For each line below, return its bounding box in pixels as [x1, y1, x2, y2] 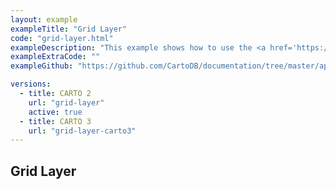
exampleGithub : [10, 61, 74, 71]
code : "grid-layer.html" [10, 33, 114, 43]
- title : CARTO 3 [19, 116, 92, 126]
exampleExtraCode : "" [10, 52, 101, 62]
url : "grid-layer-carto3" [28, 126, 137, 136]
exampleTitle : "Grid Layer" [10, 24, 128, 34]
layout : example [10, 14, 78, 25]
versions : [10, 79, 52, 90]
